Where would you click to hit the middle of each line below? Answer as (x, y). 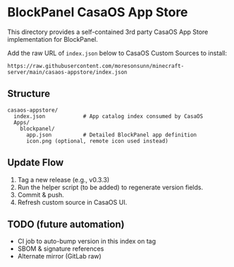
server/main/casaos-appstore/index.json (68, 72)
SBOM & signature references (61, 249)
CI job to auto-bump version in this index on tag (87, 242)
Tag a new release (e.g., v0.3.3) (63, 179)
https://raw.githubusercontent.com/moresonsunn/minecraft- (96, 66)
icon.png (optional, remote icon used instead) (97, 141)
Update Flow (36, 163)
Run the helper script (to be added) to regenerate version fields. (110, 187)
